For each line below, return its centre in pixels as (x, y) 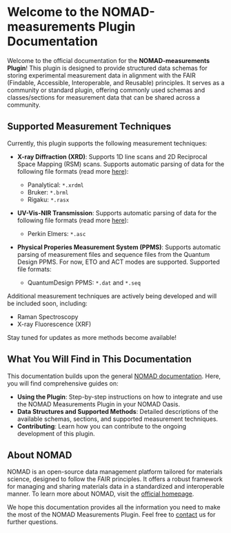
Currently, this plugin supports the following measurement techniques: (107, 143)
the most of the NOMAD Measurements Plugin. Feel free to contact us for (111, 515)
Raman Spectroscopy (48, 316)
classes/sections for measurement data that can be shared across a (104, 97)
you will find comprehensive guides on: (63, 383)
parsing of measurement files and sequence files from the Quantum (113, 254)
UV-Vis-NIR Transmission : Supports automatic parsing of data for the (117, 213)
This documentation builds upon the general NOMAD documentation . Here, (114, 376)
